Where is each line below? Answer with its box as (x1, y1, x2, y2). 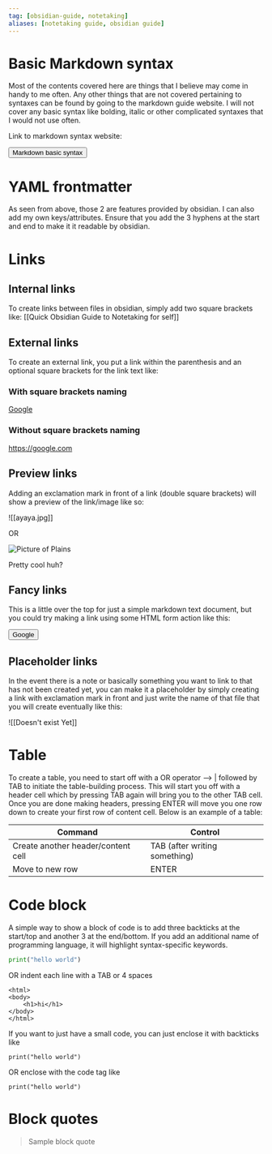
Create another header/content (12, 840, 131, 852)
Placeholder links (8, 654, 98, 668)
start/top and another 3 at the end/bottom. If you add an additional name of (8, 932, 259, 942)
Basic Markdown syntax (8, 54, 174, 73)
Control (189, 826, 220, 838)
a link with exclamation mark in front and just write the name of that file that (8, 693, 261, 703)
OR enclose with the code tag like (8, 1067, 121, 1077)
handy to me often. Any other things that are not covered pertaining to (8, 90, 242, 100)
